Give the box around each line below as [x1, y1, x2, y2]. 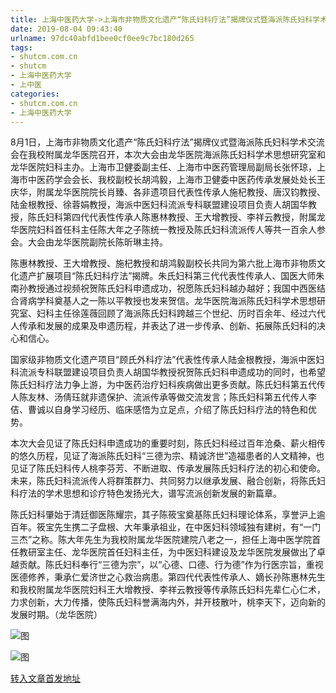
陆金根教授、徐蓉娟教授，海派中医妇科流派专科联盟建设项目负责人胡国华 [10, 199, 308, 211]
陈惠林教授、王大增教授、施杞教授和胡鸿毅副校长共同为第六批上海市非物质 [10, 257, 317, 270]
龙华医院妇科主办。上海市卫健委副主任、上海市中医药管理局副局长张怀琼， [10, 161, 317, 173]
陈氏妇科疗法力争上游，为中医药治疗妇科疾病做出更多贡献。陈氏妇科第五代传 [10, 379, 326, 391]
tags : [10, 42, 33, 53]
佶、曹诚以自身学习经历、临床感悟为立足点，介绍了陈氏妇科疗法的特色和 [10, 404, 308, 416]
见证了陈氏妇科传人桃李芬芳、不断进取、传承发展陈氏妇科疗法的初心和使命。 [10, 462, 326, 475]
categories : [10, 89, 60, 99]
